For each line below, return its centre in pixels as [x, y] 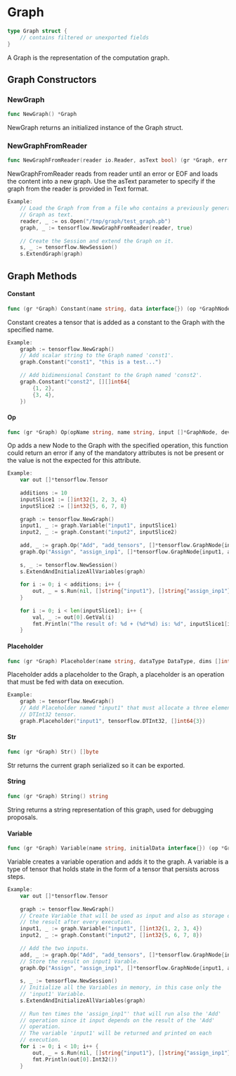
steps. [16, 877]
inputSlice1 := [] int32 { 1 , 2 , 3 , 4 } [74, 499]
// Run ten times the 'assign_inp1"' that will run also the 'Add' [120, 1013]
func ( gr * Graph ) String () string [58, 796]
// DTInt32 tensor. [48, 715]
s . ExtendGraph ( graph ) [51, 254]
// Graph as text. [47, 215]
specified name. [31, 329]
